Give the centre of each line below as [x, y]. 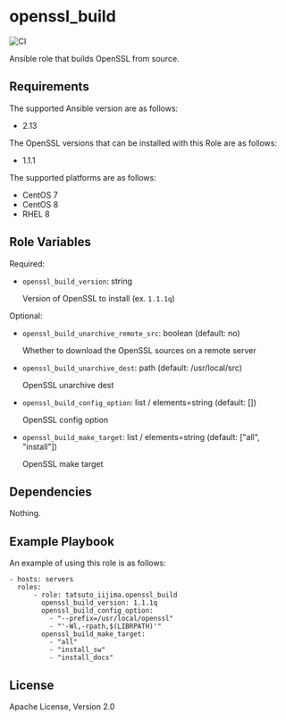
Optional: [26, 316]
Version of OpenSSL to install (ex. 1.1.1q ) [99, 298]
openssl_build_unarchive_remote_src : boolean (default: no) [131, 333]
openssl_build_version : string [77, 281]
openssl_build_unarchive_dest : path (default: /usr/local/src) [132, 368]
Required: [27, 263]
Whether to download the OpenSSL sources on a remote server [139, 350]
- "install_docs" [81, 658]
